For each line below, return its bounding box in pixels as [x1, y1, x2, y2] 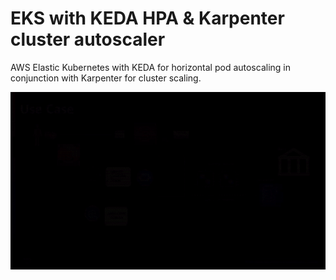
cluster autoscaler [10, 28, 166, 51]
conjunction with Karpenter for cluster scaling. [10, 72, 202, 84]
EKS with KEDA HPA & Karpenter [10, 7, 285, 30]
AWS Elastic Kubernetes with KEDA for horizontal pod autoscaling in [10, 61, 291, 73]
